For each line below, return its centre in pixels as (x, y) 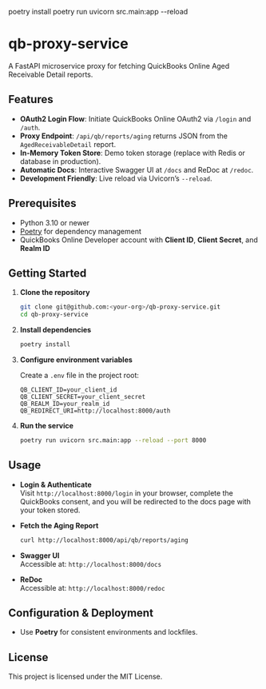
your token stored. (50, 510)
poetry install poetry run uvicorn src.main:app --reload (98, 12)
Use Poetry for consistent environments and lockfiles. (109, 632)
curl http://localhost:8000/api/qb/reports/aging (104, 540)
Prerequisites (42, 203)
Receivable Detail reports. (51, 74)
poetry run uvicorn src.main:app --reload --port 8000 (113, 440)
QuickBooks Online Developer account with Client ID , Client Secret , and (139, 240)
